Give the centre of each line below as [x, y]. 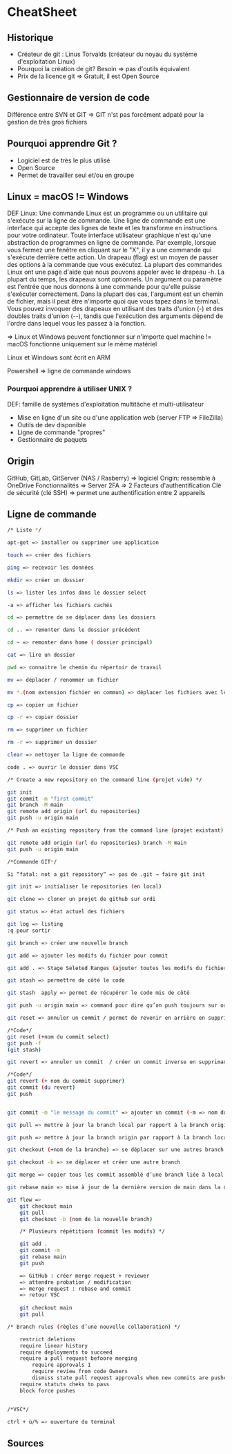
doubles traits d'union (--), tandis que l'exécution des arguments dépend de [115, 316]
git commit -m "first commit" [51, 799]
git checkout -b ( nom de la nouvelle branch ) [86, 1219]
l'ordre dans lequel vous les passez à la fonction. [77, 324]
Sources [26, 1443]
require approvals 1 [61, 1365]
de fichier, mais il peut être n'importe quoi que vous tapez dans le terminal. [114, 301]
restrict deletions [48, 1339]
